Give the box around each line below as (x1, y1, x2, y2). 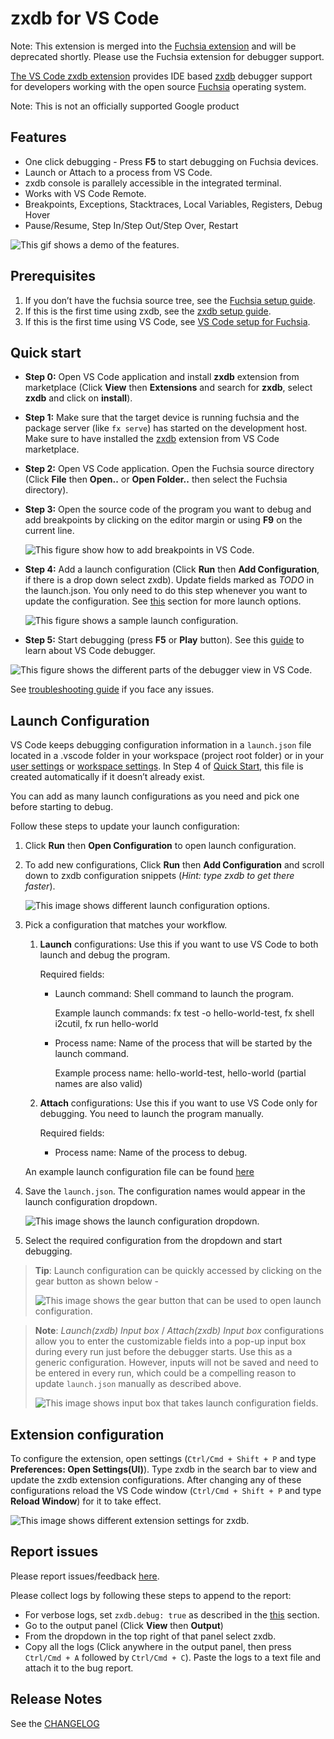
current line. (24, 525, 75, 537)
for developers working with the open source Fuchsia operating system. (10, 80, 307, 92)
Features (10, 129, 67, 146)
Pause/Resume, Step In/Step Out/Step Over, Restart (24, 219, 239, 231)
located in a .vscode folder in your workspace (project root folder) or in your (10, 750, 324, 762)
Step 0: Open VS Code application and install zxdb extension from (24, 371, 300, 383)
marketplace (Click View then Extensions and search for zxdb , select (24, 382, 313, 394)
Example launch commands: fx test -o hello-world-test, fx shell (54, 1007, 315, 1019)
